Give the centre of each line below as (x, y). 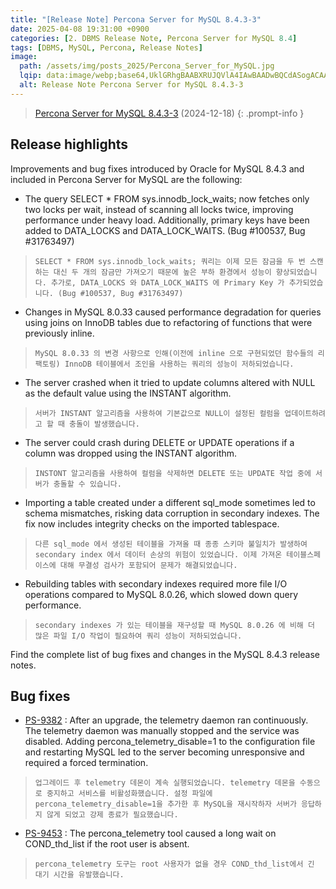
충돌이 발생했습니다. (104, 424)
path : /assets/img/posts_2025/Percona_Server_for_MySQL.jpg (147, 66)
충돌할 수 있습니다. (87, 484)
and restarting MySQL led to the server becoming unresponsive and (164, 752)
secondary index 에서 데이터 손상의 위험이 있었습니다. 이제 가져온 (158, 554)
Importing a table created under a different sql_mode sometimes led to (170, 502)
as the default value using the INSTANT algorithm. (128, 393)
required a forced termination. (86, 763)
